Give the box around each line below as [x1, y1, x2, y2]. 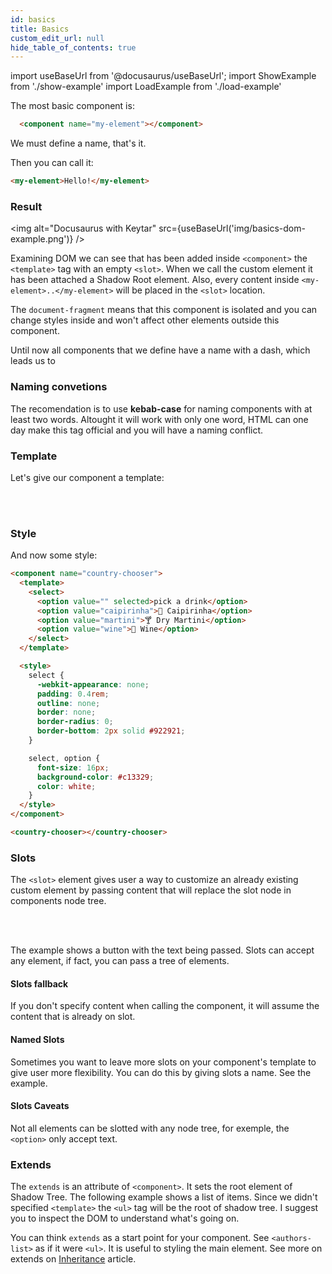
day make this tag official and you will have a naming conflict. [10, 424, 264, 436]
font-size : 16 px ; [36, 762, 110, 773]
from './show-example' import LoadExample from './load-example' [10, 81, 282, 93]
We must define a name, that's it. [10, 137, 147, 150]
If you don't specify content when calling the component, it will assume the [10, 1000, 320, 1012]
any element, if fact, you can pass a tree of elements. [10, 955, 230, 967]
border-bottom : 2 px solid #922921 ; [36, 726, 186, 736]
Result [10, 199, 43, 213]
